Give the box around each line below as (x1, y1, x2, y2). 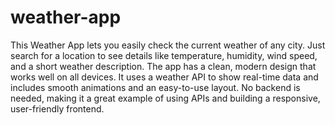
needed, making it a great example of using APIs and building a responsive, (10, 92, 321, 104)
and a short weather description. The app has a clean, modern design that (10, 60, 317, 72)
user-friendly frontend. (10, 102, 105, 115)
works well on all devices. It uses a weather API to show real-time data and (10, 71, 319, 83)
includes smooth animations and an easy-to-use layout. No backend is (10, 81, 301, 93)
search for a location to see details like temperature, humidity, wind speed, (10, 49, 318, 61)
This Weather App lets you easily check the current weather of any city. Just (10, 39, 326, 51)
